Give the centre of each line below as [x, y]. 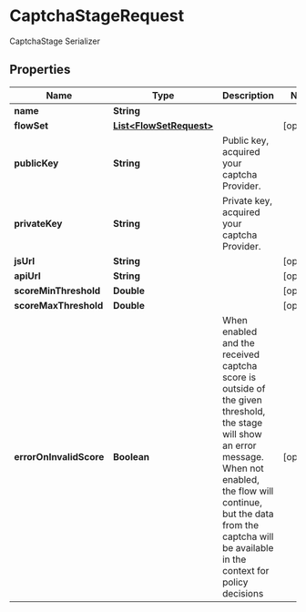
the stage [242, 423]
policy [235, 582]
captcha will [248, 536]
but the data [248, 514]
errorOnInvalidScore [59, 456]
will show [242, 433]
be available [248, 547]
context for [245, 570]
